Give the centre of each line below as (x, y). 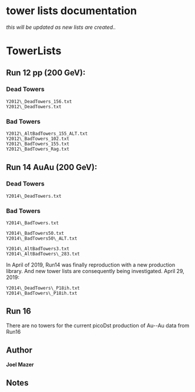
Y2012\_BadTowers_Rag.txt (38, 149)
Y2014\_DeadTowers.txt (34, 196)
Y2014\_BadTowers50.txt (35, 234)
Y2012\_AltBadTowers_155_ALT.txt (47, 134)
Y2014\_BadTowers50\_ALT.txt (42, 239)
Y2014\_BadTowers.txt (33, 223)
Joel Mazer (20, 364)
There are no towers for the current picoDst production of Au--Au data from (98, 325)
